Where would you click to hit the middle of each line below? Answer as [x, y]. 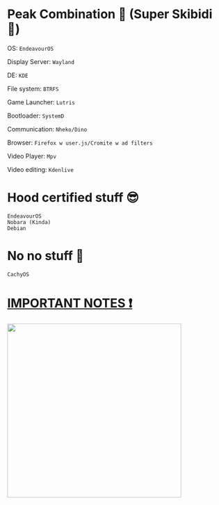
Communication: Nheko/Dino [47, 129]
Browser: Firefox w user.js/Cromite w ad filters [80, 143]
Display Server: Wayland [41, 61]
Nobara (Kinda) [29, 222]
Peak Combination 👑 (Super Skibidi [110, 14]
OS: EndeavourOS [31, 48]
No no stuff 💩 [46, 256]
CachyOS [18, 274]
